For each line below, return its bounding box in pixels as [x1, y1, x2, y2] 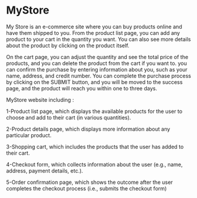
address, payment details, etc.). [6, 167, 83, 174]
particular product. [6, 131, 52, 139]
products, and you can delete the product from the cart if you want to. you [6, 60, 188, 67]
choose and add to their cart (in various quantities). [6, 113, 131, 121]
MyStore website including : [6, 96, 74, 103]
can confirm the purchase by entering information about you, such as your [6, 66, 188, 73]
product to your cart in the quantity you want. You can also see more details [6, 35, 191, 43]
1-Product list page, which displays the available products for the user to [6, 108, 183, 115]
